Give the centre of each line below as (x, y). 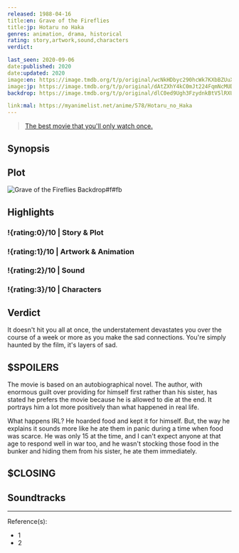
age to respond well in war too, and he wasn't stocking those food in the (113, 444)
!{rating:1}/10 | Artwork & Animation (71, 251)
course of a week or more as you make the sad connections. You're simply (117, 337)
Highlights (31, 212)
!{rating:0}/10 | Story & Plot (55, 232)
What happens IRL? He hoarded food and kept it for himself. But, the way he (118, 421)
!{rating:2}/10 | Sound (46, 270)
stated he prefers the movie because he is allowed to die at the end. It (110, 400)
